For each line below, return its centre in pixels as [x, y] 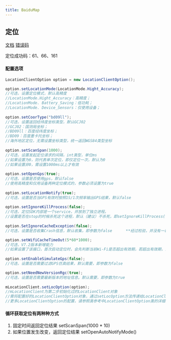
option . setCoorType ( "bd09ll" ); [38, 117]
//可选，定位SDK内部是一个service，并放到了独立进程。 [57, 212]
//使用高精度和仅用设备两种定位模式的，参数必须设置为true [60, 184]
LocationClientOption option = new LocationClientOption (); [70, 79]
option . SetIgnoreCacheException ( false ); [49, 226]
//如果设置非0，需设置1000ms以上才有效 [42, 164]
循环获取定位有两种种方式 [32, 313]
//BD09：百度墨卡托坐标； [29, 136]
